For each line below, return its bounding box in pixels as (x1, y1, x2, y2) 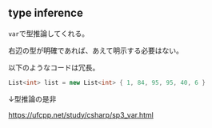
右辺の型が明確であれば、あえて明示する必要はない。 (8, 46, 184, 55)
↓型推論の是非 (8, 94, 57, 103)
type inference (8, 6, 84, 20)
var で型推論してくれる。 (8, 28, 90, 38)
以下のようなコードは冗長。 (8, 62, 100, 72)
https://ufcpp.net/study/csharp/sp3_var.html (8, 110, 154, 119)
